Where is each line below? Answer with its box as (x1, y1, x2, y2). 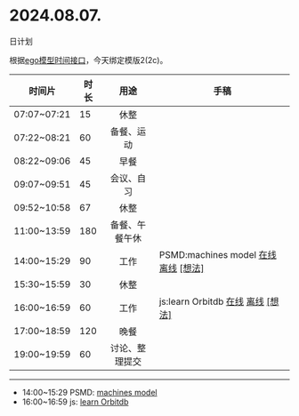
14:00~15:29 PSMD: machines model (21, 387, 158, 397)
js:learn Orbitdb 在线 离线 (158, 295, 264, 308)
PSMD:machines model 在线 (158, 248, 278, 260)
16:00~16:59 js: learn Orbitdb (21, 396, 129, 407)
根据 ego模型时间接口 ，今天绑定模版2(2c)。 (9, 54, 168, 65)
